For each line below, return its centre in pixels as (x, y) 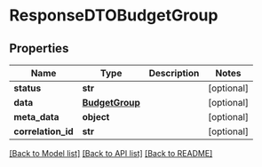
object (96, 117)
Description (174, 73)
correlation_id (44, 131)
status (28, 88)
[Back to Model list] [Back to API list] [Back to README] (111, 153)
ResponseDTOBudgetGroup (114, 16)
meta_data (36, 117)
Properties (39, 48)
